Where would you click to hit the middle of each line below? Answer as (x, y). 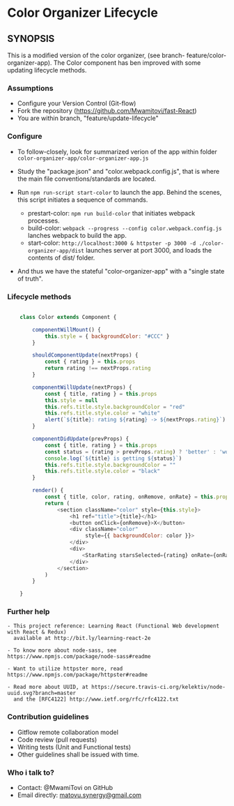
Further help (29, 612)
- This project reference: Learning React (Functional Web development (113, 626)
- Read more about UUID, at (48, 687)
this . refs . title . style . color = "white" (102, 413)
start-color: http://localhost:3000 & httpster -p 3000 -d (112, 243)
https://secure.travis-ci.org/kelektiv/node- (159, 687)
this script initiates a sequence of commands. (83, 200)
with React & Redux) (37, 632)
